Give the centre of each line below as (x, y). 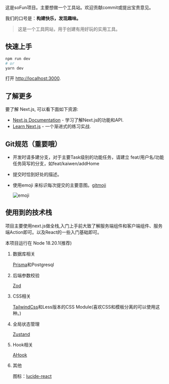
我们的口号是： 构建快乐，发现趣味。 (43, 18)
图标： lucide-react (32, 376)
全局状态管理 (26, 324)
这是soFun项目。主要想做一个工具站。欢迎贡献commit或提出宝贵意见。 (79, 7)
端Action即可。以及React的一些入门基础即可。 (54, 232)
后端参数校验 (26, 275)
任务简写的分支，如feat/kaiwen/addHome (56, 164)
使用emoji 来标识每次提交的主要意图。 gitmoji (59, 185)
